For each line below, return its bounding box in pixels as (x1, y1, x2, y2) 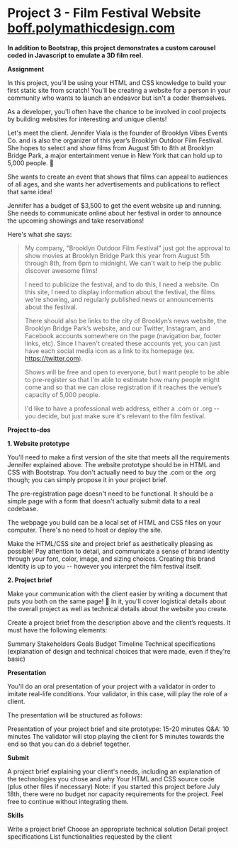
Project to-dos (7, 425, 51, 434)
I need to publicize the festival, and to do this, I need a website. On (24, 280, 220, 289)
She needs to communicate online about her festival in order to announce (7, 208, 222, 217)
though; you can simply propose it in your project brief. (7, 475, 168, 484)
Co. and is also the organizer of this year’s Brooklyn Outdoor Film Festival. (7, 136, 223, 145)
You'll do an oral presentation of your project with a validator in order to (7, 682, 216, 691)
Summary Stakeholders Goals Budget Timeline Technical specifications (7, 640, 216, 648)
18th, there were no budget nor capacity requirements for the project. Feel (7, 789, 224, 798)
